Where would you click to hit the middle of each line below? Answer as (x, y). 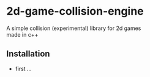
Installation (28, 54)
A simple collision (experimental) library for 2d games (74, 28)
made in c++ (22, 34)
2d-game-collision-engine (75, 11)
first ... (23, 68)
